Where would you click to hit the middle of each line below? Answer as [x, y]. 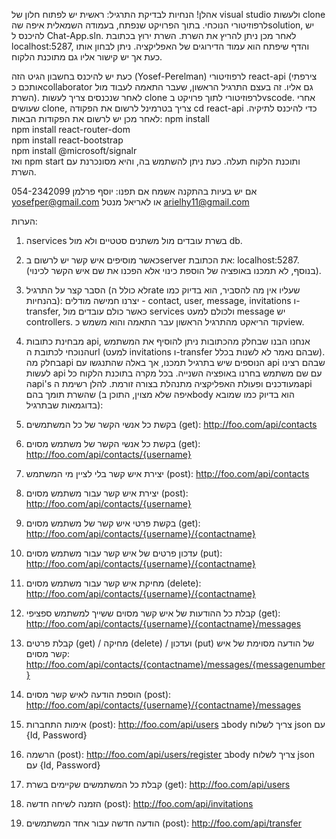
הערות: [24, 221]
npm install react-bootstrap [67, 140]
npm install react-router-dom [71, 129]
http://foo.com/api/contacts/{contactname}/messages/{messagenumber [175, 664]
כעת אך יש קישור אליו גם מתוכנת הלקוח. [87, 57]
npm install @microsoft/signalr [74, 150]
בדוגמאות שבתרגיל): [64, 405]
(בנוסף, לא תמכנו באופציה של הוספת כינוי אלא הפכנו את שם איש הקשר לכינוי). [173, 270]
